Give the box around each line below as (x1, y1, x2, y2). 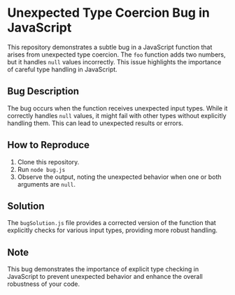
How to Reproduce (7, 139, 90, 151)
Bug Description (7, 85, 79, 97)
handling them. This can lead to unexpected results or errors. (7, 119, 184, 127)
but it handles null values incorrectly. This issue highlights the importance (7, 57, 222, 66)
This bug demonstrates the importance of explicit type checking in (7, 265, 199, 273)
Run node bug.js (17, 165, 66, 173)
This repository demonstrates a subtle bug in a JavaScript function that (7, 43, 213, 51)
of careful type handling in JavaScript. (7, 65, 117, 73)
